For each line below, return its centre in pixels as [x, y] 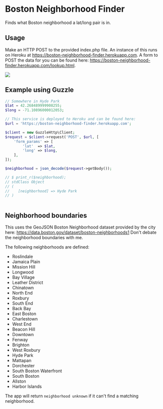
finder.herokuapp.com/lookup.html [40, 65]
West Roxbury [26, 350]
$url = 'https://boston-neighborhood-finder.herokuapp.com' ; [68, 124]
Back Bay [22, 308]
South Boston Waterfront [37, 371]
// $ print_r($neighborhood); [36, 177]
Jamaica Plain [26, 262]
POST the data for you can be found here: [47, 60]
